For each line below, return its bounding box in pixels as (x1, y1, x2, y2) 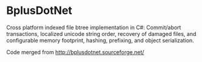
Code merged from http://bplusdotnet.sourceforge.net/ (6, 48, 145, 55)
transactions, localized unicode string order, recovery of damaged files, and (6, 30, 197, 37)
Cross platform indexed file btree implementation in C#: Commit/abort (6, 24, 181, 31)
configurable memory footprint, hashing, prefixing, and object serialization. (6, 36, 195, 44)
